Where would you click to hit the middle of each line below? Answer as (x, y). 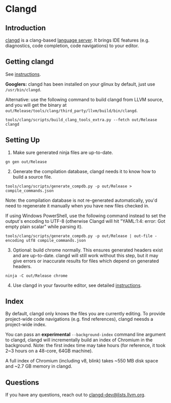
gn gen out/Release (26, 162)
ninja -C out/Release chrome (36, 276)
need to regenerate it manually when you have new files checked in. (78, 205)
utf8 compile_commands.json (56, 240)
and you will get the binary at (36, 105)
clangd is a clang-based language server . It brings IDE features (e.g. (78, 40)
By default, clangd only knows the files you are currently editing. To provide (85, 314)
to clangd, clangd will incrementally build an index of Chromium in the (79, 340)
